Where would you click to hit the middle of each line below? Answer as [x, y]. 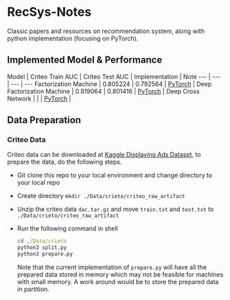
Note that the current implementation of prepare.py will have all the [112, 267]
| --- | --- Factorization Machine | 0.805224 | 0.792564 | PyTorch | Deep [110, 84]
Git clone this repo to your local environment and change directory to [115, 175]
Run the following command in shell [67, 228]
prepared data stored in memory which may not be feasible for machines [120, 275]
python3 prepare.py [45, 254]
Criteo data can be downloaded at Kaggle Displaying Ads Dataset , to [104, 155]
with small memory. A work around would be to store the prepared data [118, 282]
